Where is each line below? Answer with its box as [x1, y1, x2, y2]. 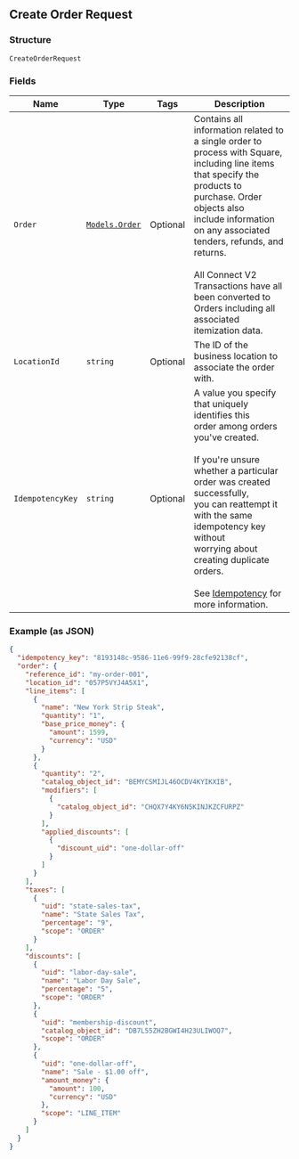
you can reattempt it [193, 498, 279, 510]
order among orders [193, 420, 278, 432]
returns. [193, 246, 227, 258]
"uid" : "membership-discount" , [41, 1017, 158, 1027]
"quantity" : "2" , [41, 770, 105, 779]
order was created [193, 476, 271, 488]
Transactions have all [193, 280, 283, 292]
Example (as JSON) [9, 624, 95, 637]
